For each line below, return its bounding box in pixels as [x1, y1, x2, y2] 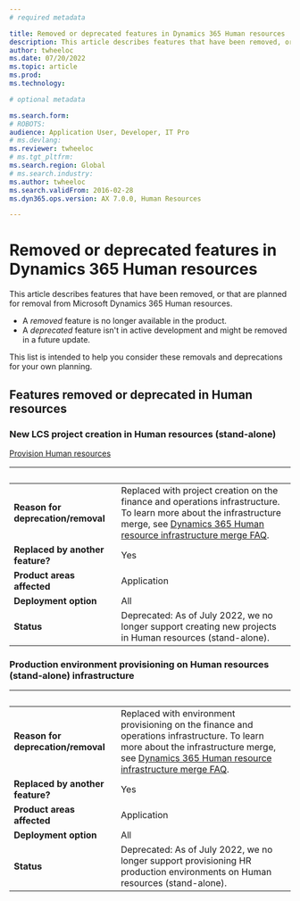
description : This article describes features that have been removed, [9, 37, 281, 46]
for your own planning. [9, 361, 93, 372]
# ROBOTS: [9, 120, 46, 128]
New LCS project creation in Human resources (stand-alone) [9, 427, 277, 440]
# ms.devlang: [9, 136, 62, 145]
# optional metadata [9, 95, 87, 103]
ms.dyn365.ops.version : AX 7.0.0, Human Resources [9, 194, 202, 203]
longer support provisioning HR [120, 855, 252, 867]
